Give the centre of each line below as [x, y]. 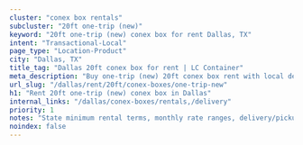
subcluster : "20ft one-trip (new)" [76, 26]
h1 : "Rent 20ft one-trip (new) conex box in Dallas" [110, 93]
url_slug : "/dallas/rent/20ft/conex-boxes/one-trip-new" [119, 85]
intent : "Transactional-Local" [68, 43]
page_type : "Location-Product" [68, 51]
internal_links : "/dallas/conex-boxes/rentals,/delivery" [120, 101]
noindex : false [38, 127]
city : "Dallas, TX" [46, 59]
